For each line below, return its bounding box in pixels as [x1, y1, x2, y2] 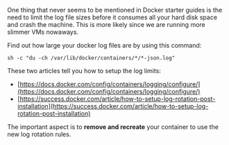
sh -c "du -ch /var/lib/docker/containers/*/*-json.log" [7, 55, 176, 61]
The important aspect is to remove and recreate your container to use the [7, 123, 219, 130]
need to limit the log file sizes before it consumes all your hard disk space [7, 13, 217, 21]
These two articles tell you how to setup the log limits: [7, 67, 162, 75]
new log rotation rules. [7, 130, 71, 138]
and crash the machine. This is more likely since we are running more [7, 21, 206, 28]
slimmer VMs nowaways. [7, 28, 78, 36]
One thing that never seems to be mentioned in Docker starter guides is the [7, 6, 223, 14]
